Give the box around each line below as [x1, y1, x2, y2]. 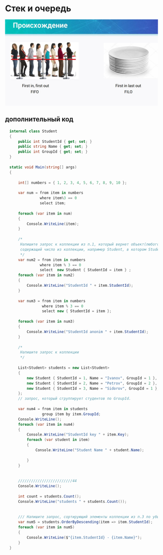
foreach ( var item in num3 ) [17, 319, 75, 324]
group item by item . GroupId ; [42, 412, 101, 416]
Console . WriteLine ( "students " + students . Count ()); [17, 499, 127, 504]
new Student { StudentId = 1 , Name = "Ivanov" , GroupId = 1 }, [26, 376, 158, 380]
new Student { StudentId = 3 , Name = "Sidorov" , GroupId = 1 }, [26, 386, 160, 391]
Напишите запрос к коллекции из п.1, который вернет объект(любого [20, 242, 160, 247]
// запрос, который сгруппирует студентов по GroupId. [17, 396, 131, 401]
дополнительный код [5, 115, 74, 123]
